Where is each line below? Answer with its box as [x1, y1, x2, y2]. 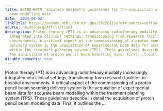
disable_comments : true [5, 56, 53, 61]
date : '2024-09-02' [5, 16, 45, 21]
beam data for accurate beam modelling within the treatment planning [5, 90, 145, 96]
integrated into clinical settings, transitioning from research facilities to [5, 75, 146, 81]
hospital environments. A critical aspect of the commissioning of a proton [5, 80, 151, 86]
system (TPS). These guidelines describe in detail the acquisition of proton [5, 95, 154, 101]
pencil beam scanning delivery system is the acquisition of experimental [5, 85, 149, 91]
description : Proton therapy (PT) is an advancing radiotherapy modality [5, 29, 158, 34]
